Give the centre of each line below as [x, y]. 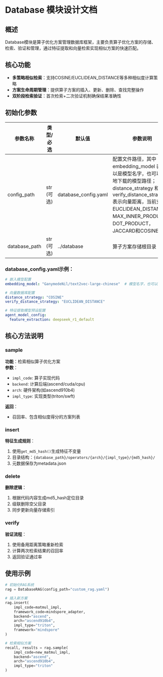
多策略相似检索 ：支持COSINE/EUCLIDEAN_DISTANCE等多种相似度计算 [83, 77]
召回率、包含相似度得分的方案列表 [46, 417]
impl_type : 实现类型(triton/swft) [43, 396]
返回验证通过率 [27, 557]
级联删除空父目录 [29, 504]
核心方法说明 [24, 336]
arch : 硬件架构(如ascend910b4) [43, 390]
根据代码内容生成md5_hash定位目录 [48, 498]
